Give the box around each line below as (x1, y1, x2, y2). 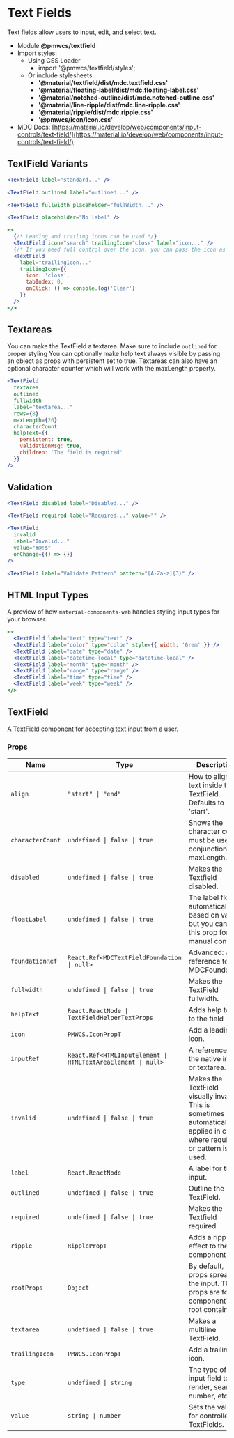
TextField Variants (7, 158, 88, 170)
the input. (188, 1278, 219, 1288)
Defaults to (188, 798, 225, 807)
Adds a (188, 1232, 212, 1242)
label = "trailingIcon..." (19, 259, 92, 266)
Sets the (188, 1402, 216, 1412)
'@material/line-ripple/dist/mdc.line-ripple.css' (38, 100, 180, 109)
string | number (67, 1412, 122, 1420)
